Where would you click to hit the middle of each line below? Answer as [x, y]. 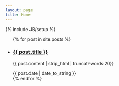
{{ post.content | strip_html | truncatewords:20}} [63, 63]
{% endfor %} [27, 78]
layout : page [19, 10]
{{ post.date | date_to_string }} [44, 73]
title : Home [18, 15]
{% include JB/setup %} [31, 29]
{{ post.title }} [30, 52]
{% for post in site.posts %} [42, 39]
